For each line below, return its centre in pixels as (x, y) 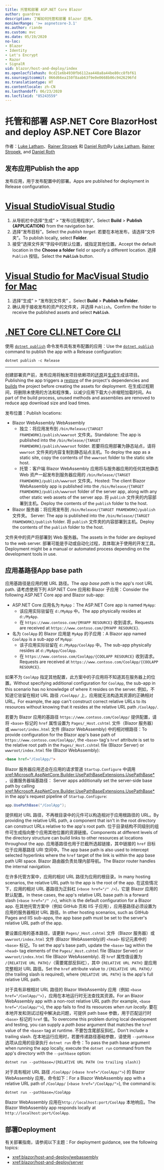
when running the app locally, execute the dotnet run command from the (79, 1048)
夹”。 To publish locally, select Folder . (50, 238)
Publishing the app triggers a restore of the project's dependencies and (77, 380)
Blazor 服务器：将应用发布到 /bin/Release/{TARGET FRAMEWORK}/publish (84, 509)
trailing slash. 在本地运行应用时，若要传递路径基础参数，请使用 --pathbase (80, 1037)
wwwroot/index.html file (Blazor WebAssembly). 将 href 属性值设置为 (74, 957)
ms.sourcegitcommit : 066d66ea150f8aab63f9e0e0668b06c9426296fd (71, 78)
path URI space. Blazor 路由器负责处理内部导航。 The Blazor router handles (80, 861)
